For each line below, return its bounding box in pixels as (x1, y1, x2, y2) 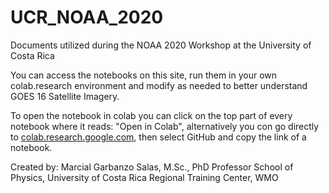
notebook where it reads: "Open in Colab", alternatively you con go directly (10, 120, 320, 132)
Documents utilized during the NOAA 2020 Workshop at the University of (10, 39, 312, 51)
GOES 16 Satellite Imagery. (10, 90, 120, 102)
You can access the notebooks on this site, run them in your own (10, 69, 278, 81)
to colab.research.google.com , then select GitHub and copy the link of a (10, 131, 307, 143)
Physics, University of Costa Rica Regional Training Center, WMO (10, 171, 279, 183)
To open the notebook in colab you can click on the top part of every (10, 109, 293, 121)
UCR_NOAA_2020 (10, 6, 164, 29)
